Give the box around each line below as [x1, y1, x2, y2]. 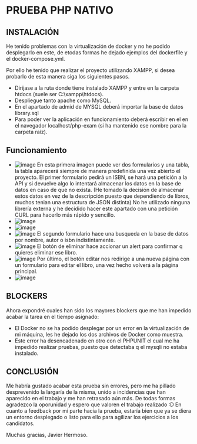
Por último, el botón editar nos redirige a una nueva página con [37, 255, 190, 262]
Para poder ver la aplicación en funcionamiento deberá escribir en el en [14, 116, 189, 123]
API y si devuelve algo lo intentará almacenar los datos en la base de [14, 179, 181, 187]
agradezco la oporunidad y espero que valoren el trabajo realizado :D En [6, 401, 182, 408]
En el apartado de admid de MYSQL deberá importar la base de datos [14, 103, 183, 110]
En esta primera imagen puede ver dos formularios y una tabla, [37, 161, 190, 168]
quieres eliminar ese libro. [14, 249, 78, 256]
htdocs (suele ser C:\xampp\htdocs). [14, 91, 104, 97]
